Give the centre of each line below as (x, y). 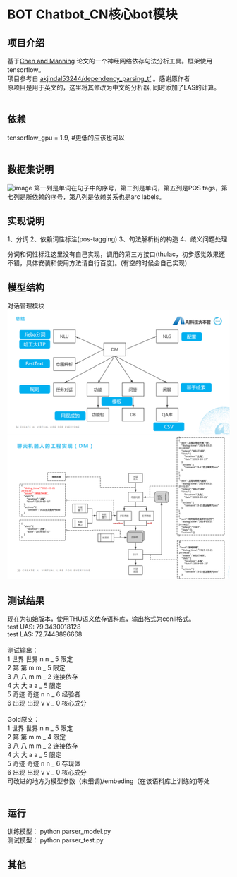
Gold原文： (24, 720)
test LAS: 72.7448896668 (45, 634)
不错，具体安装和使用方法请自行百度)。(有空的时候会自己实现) (97, 263)
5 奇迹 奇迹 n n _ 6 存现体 (44, 763)
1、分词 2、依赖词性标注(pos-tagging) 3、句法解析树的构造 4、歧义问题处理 (117, 239)
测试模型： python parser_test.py (55, 840)
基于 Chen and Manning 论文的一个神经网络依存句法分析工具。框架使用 (110, 61)
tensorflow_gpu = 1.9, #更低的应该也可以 (66, 138)
